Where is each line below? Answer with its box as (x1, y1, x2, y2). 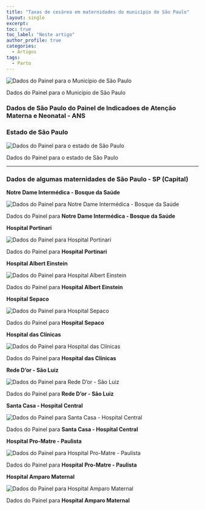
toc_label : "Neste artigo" (6, 32, 75, 38)
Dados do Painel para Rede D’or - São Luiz (6, 390, 114, 397)
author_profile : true (6, 37, 62, 43)
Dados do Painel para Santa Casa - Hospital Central (6, 426, 138, 433)
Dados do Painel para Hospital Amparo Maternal (6, 497, 130, 504)
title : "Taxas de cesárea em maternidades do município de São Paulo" (6, 9, 190, 15)
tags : (6, 54, 20, 61)
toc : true (6, 26, 32, 32)
